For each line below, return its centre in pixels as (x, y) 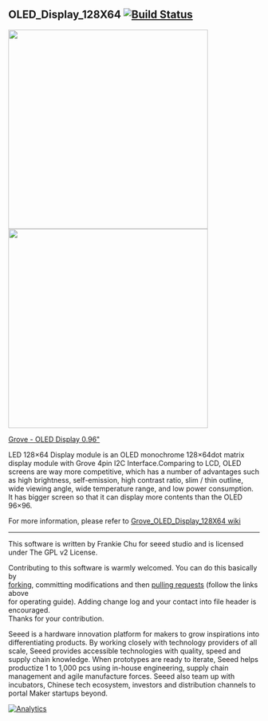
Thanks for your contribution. (56, 618)
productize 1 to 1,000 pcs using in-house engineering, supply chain (118, 668)
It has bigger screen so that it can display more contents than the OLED (126, 497)
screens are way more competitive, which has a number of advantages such (134, 472)
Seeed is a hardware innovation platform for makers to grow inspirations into (134, 633)
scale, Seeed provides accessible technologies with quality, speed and (124, 651)
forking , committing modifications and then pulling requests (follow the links (133, 584)
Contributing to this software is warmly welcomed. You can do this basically (133, 567)
